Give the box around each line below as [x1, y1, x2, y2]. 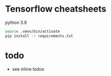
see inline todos [12, 66, 44, 72]
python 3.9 [5, 19, 27, 25]
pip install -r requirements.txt [5, 33, 73, 38]
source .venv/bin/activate [5, 29, 60, 34]
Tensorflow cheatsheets [5, 3, 107, 15]
